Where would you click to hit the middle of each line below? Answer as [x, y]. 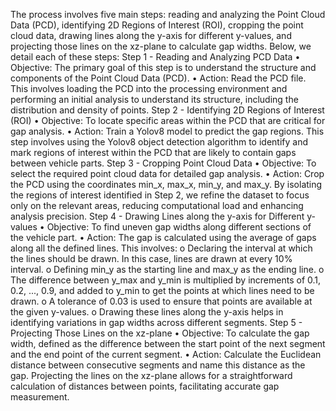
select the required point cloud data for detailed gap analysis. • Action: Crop [167, 173]
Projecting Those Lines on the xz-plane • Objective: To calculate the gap [160, 333]
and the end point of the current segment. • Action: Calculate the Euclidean [166, 354]
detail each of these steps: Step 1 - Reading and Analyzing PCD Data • [155, 57]
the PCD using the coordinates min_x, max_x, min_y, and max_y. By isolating [166, 184]
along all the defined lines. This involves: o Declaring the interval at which [161, 248]
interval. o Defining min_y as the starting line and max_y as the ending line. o [167, 269]
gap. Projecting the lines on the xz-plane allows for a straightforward [151, 375]
